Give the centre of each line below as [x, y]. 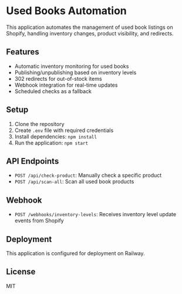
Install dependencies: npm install [55, 136]
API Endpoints [33, 161]
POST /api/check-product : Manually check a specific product [88, 176]
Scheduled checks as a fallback [53, 91]
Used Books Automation [67, 11]
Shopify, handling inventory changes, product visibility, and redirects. [90, 33]
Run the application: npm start [51, 143]
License [21, 272]
